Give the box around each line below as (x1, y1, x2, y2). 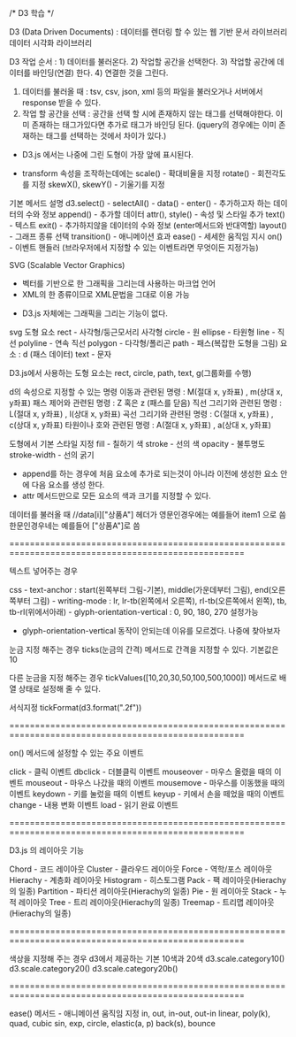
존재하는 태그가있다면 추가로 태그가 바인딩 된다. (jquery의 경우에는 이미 (31, 119, 277, 130)
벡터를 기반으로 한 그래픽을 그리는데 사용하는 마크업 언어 (21, 278, 216, 288)
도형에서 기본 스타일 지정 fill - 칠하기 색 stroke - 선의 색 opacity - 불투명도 (9, 439, 266, 449)
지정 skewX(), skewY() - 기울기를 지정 (31, 180, 165, 189)
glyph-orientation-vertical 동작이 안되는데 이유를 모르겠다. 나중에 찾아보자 (21, 626, 281, 635)
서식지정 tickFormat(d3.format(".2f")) (9, 703, 142, 712)
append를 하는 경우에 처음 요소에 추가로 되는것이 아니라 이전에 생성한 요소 (21, 468, 278, 479)
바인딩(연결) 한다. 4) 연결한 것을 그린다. (32, 67, 169, 78)
